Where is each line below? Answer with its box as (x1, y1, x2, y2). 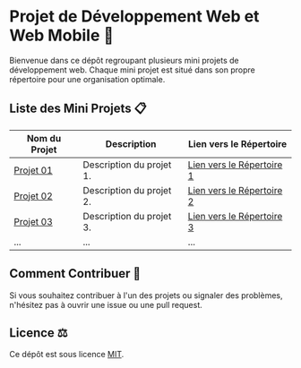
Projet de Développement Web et (9, 6, 260, 27)
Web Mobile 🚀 (9, 25, 115, 46)
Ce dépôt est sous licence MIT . (9, 349, 125, 360)
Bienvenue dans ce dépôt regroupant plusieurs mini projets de (9, 55, 239, 65)
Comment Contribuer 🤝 (9, 266, 142, 281)
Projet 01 (13, 164, 54, 176)
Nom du (26, 132, 62, 144)
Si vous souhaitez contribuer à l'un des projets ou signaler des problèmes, (9, 289, 284, 301)
